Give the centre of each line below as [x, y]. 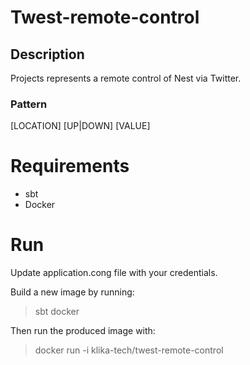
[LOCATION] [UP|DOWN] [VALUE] [80, 126]
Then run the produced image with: [83, 331]
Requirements [70, 166]
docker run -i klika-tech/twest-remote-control [129, 350]
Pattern [29, 104]
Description [47, 54]
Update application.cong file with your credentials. [114, 273]
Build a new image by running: [72, 292]
